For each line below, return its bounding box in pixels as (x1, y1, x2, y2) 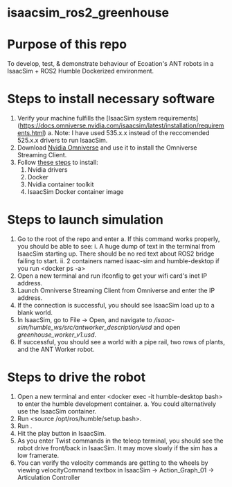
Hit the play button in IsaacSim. (17, 429, 107, 437)
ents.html (17, 129, 44, 137)
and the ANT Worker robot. (17, 345, 95, 353)
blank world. (17, 308, 53, 317)
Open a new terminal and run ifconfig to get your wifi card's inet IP (17, 272, 208, 280)
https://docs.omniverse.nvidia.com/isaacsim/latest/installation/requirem (19, 121, 224, 130)
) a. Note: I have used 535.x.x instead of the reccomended (44, 129, 210, 137)
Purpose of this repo (7, 37, 127, 53)
